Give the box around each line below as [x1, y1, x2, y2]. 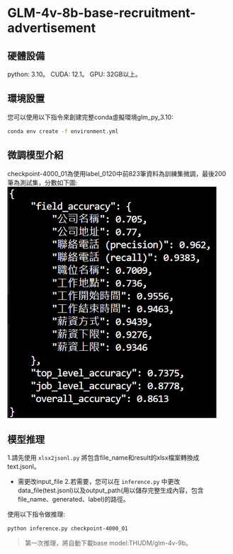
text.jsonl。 [7, 462, 40, 471]
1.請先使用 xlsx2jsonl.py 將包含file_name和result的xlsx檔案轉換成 [7, 454, 200, 462]
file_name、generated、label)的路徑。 [17, 495, 130, 504]
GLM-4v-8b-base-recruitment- [7, 5, 196, 21]
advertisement [7, 20, 96, 36]
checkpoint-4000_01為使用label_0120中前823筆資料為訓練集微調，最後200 [7, 169, 227, 178]
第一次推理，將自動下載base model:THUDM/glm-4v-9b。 [24, 539, 193, 548]
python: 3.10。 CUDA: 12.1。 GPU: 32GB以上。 [7, 70, 142, 79]
